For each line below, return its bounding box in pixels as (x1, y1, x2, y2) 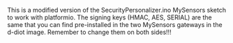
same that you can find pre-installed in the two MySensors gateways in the (7, 21, 223, 28)
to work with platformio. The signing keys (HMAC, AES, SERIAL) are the (7, 13, 212, 21)
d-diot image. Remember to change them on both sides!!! (7, 28, 172, 36)
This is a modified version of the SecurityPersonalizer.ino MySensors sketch (7, 6, 227, 14)
